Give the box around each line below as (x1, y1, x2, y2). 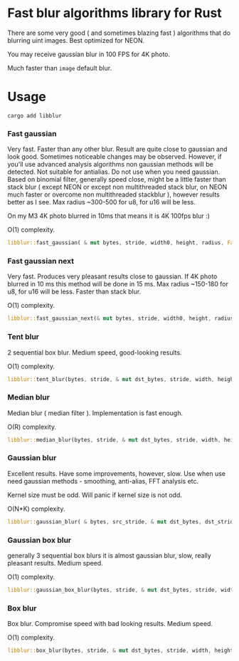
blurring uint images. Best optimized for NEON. (7, 36, 145, 44)
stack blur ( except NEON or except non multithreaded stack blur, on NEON (7, 183, 228, 192)
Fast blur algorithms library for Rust (7, 5, 222, 21)
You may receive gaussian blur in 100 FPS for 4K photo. (7, 50, 171, 58)
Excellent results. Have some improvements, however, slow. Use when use (7, 469, 226, 478)
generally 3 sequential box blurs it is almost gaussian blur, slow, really (7, 551, 211, 560)
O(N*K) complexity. (7, 504, 65, 513)
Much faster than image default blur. (7, 63, 112, 72)
